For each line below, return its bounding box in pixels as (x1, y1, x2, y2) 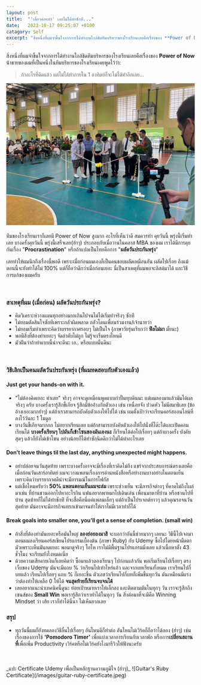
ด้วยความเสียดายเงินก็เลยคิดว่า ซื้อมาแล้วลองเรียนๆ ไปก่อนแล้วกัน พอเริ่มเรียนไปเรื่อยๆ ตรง (14, 557, 191, 564)
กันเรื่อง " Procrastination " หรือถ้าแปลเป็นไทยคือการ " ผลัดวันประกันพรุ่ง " (6, 246, 159, 253)
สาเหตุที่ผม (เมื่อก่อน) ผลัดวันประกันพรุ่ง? (6, 298, 101, 307)
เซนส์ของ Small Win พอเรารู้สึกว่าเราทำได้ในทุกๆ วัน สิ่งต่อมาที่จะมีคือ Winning (14, 591, 176, 598)
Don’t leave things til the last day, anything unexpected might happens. (6, 449, 187, 456)
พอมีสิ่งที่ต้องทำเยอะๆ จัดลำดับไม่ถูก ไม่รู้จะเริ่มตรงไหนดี (14, 332, 123, 339)
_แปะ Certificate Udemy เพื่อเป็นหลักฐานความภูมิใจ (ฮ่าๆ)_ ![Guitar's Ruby (6, 665, 169, 672)
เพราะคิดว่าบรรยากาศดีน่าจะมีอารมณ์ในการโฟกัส (14, 475, 109, 483)
